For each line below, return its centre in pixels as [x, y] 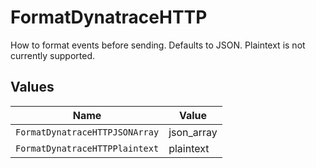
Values [32, 87]
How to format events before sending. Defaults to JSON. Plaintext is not [158, 45]
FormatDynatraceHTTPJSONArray [87, 132]
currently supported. [52, 55]
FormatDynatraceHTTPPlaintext [87, 148]
